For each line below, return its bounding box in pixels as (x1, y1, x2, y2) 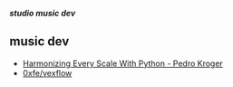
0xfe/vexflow (22, 67, 73, 78)
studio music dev (9, 8, 76, 18)
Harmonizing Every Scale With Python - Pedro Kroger (22, 58, 224, 69)
